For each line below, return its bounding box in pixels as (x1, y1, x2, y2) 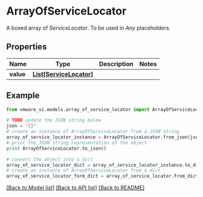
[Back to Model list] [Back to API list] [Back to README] (6, 184, 145, 192)
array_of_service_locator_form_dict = (6, 173, 104, 179)
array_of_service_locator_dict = (6, 162, 91, 168)
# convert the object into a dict (6, 156, 94, 163)
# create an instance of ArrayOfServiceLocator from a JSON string (6, 129, 180, 135)
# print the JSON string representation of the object (6, 140, 147, 146)
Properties (6, 42, 47, 52)
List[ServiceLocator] (32, 69, 94, 78)
